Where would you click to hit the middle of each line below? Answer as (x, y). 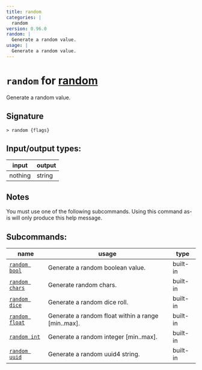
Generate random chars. (82, 285)
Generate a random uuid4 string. (94, 354)
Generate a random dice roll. (88, 302)
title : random (24, 12)
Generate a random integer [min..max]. (103, 336)
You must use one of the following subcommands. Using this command (94, 212)
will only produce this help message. (57, 218)
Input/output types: (44, 148)
